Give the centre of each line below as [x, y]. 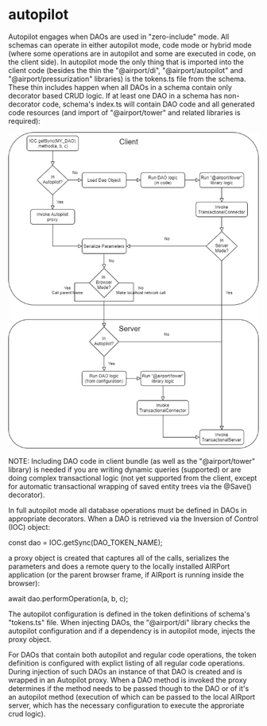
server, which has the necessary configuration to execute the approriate [126, 705]
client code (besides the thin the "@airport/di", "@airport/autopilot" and [126, 70]
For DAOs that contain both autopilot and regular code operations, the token [132, 655]
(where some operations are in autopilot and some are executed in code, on [132, 53]
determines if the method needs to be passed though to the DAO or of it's [129, 689]
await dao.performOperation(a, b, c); [68, 599]
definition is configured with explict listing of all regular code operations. [127, 663]
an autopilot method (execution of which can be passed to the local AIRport [132, 697]
